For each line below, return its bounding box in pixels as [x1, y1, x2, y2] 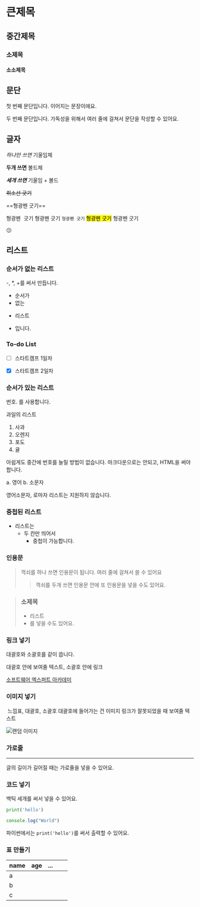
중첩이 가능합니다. [32, 538, 74, 545]
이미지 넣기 [6, 693, 36, 701]
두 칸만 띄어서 [23, 530, 56, 537]
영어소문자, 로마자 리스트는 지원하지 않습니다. [6, 492, 111, 499]
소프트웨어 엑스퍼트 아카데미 [6, 676, 72, 683]
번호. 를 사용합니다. [6, 398, 51, 406]
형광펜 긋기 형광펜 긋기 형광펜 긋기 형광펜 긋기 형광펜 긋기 [6, 214, 139, 221]
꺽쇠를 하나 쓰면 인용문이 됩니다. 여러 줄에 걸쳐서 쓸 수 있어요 [20, 568, 162, 576]
